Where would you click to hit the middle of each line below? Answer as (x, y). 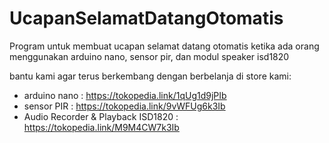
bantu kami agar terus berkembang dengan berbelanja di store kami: (150, 76)
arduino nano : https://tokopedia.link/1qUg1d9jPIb (125, 95)
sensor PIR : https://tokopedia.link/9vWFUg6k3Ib (124, 106)
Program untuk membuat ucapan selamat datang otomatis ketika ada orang (164, 46)
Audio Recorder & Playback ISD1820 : (101, 116)
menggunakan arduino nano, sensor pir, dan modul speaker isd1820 (149, 56)
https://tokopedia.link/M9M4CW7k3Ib (101, 127)
